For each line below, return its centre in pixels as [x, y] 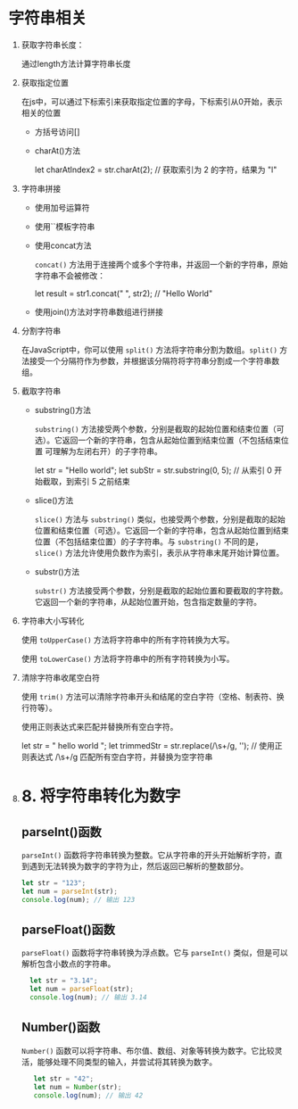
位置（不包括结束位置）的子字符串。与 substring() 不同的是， [149, 542]
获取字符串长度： [53, 45]
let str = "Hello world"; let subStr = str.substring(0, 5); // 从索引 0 [153, 470]
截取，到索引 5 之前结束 [86, 481]
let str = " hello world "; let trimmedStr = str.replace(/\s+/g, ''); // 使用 [148, 745]
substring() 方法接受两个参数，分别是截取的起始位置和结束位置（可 [159, 428]
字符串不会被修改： [70, 275]
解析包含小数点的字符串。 [68, 964]
